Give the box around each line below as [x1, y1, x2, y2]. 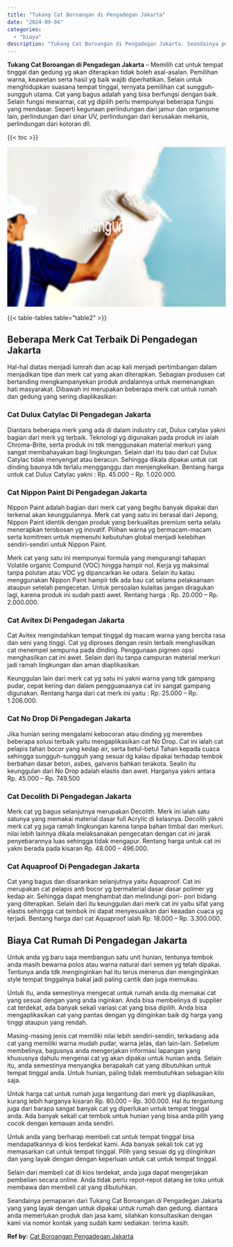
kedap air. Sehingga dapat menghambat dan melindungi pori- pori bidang [7, 892, 217, 900]
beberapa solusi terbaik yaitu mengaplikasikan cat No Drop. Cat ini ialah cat [7, 737, 223, 745]
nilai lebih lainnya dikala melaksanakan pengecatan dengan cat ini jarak [7, 829, 212, 838]
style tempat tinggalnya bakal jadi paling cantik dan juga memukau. [7, 975, 200, 984]
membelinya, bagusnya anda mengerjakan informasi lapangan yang [7, 1047, 201, 1055]
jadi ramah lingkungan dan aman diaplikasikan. [7, 661, 141, 669]
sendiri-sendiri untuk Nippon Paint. [7, 540, 107, 549]
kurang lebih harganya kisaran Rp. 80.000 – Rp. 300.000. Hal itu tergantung [7, 1097, 223, 1106]
